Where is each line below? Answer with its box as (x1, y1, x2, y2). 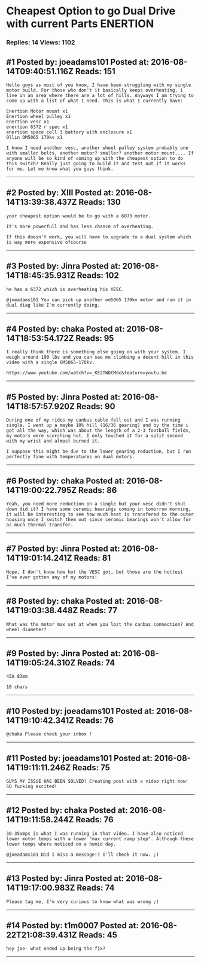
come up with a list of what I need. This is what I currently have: (6, 98, 184, 104)
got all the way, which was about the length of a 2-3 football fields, (6, 428, 191, 434)
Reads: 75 (72, 762, 111, 773)
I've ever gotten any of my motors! (6, 574, 98, 580)
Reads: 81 (74, 553, 111, 564)
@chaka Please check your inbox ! (6, 731, 93, 737)
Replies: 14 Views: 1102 (6, 38, 75, 47)
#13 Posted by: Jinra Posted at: (6, 873, 124, 884)
